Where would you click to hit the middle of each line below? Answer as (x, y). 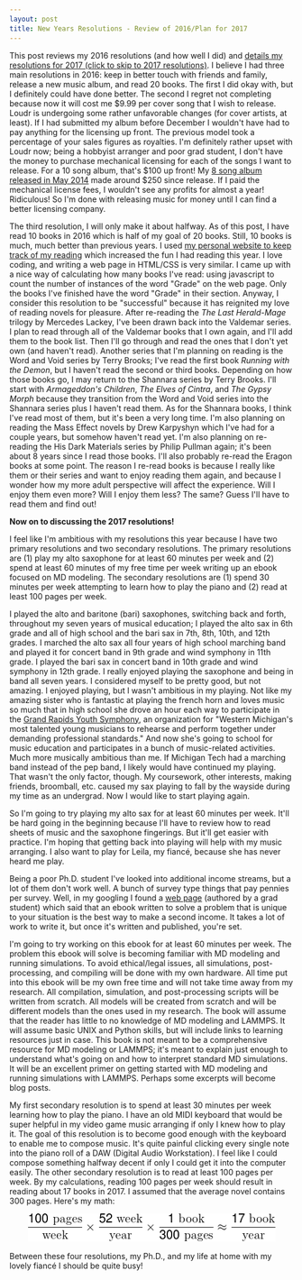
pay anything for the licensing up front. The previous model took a (132, 132)
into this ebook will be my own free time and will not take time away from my (151, 982)
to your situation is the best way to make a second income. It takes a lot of (147, 917)
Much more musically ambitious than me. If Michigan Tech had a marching (147, 757)
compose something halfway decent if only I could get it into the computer (148, 1162)
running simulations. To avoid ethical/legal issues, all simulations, (130, 963)
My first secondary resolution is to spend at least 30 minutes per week (141, 1105)
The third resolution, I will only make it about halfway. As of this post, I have (150, 226)
